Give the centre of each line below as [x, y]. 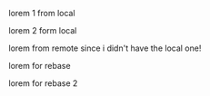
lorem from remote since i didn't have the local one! [105, 48]
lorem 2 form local [43, 30]
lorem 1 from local [42, 13]
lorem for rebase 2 [43, 83]
